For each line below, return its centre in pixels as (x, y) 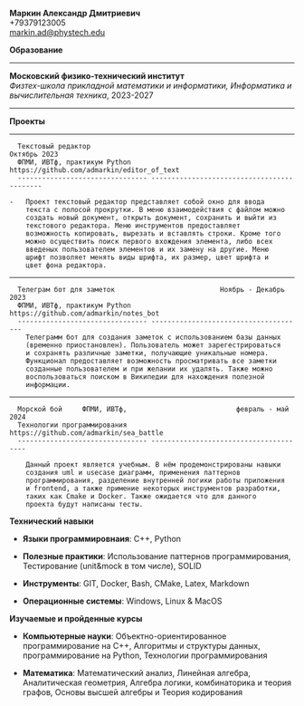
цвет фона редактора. (66, 266)
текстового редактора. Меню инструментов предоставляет (133, 226)
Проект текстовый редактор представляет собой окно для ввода (145, 202)
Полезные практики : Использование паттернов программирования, (157, 556)
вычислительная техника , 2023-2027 (81, 95)
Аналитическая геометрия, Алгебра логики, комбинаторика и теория (157, 682)
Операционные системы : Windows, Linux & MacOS (122, 601)
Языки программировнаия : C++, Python (102, 539)
